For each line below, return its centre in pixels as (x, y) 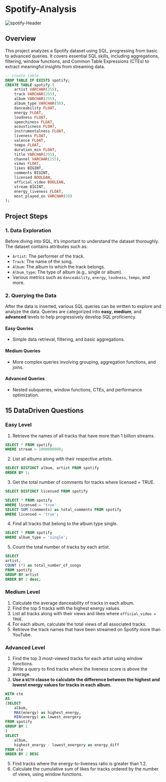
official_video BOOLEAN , (40, 182)
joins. (18, 367)
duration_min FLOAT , (35, 150)
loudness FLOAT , (31, 117)
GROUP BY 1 (16, 726)
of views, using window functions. (48, 774)
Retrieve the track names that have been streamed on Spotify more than (86, 629)
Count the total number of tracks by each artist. (61, 547)
